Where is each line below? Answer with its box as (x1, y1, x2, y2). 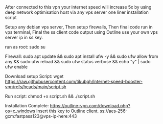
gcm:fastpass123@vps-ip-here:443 (5, 113, 77, 119)
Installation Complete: (5, 103, 49, 108)
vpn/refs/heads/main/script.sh (5, 84, 67, 90)
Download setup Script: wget (5, 74, 64, 79)
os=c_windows (5, 108, 36, 114)
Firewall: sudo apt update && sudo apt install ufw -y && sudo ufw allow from (5, 53, 158, 59)
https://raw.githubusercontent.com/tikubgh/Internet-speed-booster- (5, 78, 143, 84)
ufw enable (5, 64, 28, 70)
